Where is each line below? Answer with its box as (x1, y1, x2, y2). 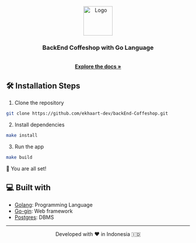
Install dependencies (14, 121, 65, 128)
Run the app (14, 143, 44, 150)
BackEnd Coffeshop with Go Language (42, 43, 154, 52)
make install (6, 132, 38, 138)
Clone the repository (14, 100, 64, 107)
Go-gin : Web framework (14, 207, 73, 214)
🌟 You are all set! (6, 165, 47, 172)
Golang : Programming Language (14, 201, 93, 208)
